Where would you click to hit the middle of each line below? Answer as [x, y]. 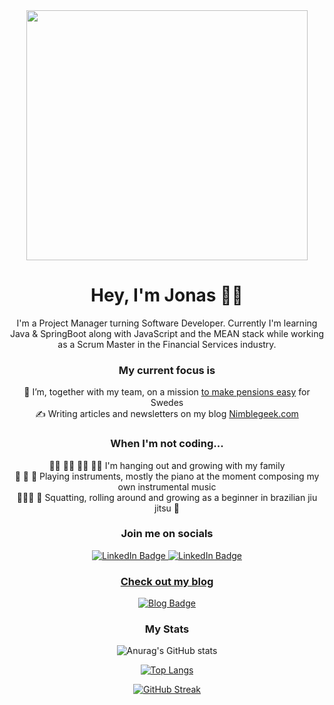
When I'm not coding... [167, 444]
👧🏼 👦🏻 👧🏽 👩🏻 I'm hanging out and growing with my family [167, 465]
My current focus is [167, 370]
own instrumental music [167, 486]
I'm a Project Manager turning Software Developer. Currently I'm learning [167, 323]
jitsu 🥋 [167, 508]
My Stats [167, 629]
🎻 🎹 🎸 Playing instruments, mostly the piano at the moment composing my [167, 476]
